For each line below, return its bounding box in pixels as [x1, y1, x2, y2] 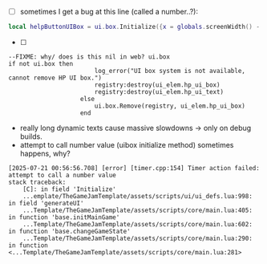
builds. [19, 132, 42, 141]
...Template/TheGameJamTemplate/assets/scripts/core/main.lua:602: [22, 220, 253, 228]
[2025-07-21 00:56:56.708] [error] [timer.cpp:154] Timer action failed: [8, 164, 261, 172]
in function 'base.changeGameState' [8, 227, 131, 235]
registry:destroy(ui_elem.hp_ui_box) [94, 80, 220, 89]
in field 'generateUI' [8, 199, 84, 207]
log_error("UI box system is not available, [94, 67, 246, 75]
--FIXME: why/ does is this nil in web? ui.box [8, 52, 171, 61]
